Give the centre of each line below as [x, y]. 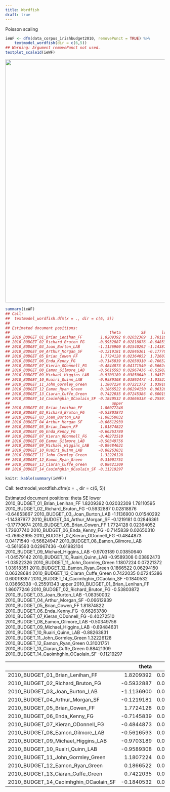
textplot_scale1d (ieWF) [30, 53]
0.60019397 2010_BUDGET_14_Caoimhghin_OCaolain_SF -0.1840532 [77, 578]
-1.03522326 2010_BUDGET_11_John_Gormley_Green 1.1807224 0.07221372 [83, 562]
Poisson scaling [22, 29]
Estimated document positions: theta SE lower [53, 498]
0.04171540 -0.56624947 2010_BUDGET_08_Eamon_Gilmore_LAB [74, 541]
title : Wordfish [22, 10]
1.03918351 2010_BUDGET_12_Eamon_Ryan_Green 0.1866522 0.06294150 [82, 568]
